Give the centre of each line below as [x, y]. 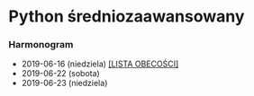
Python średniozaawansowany [127, 17]
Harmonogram [41, 45]
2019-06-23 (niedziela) [64, 83]
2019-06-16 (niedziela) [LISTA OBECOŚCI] [100, 64]
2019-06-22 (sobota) [60, 74]
